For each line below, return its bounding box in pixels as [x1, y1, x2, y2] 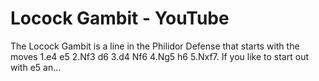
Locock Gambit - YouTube [10, 7, 230, 30]
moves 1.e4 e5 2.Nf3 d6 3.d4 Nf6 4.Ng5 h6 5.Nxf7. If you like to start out [10, 50, 309, 62]
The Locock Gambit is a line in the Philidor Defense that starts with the [10, 40, 300, 52]
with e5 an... [10, 61, 62, 73]
